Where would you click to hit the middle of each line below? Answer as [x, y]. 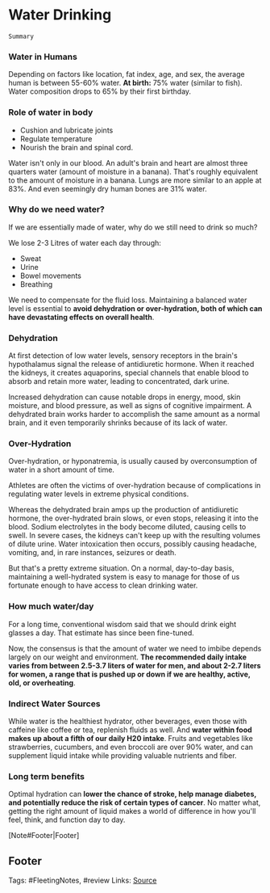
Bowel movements [51, 276]
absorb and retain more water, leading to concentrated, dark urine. [119, 381]
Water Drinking [60, 15]
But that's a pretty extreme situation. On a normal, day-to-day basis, [122, 568]
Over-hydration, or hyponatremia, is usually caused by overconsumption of [133, 461]
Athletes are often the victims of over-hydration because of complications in [135, 486]
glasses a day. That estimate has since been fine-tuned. [102, 633]
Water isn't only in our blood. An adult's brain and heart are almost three [128, 162]
